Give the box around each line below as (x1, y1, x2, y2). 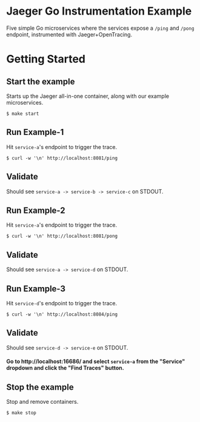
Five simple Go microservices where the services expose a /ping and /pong (6, 24, 195, 32)
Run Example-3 (6, 283, 65, 294)
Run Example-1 (6, 127, 64, 137)
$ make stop (6, 410, 36, 416)
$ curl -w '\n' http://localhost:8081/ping (6, 155, 118, 161)
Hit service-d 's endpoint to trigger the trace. (6, 300, 117, 306)
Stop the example (6, 382, 74, 392)
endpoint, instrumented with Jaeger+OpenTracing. (6, 30, 132, 38)
